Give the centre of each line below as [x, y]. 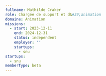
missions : [15, 24]
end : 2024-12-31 [31, 33]
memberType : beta [23, 65]
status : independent [35, 38]
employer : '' [28, 42]
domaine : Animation [25, 19]
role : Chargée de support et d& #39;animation [53, 14]
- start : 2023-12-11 [31, 28]
